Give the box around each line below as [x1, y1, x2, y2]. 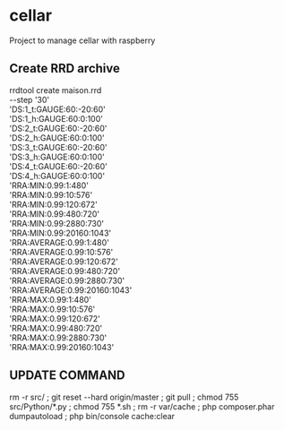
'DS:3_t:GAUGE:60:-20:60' [9, 142, 108, 152]
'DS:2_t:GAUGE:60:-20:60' [9, 123, 108, 133]
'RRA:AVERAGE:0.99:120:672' [9, 256, 119, 267]
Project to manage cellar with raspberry [9, 35, 156, 46]
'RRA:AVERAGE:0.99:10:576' [9, 246, 114, 257]
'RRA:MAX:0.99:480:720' [9, 322, 103, 333]
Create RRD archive [9, 61, 121, 76]
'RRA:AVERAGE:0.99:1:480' [9, 236, 110, 247]
